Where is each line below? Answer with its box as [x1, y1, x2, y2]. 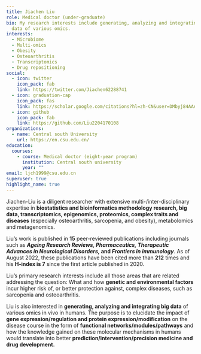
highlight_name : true [6, 181, 60, 187]
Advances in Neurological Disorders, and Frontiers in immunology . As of [6, 247, 190, 255]
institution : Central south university [22, 159, 121, 165]
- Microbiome [11, 37, 44, 43]
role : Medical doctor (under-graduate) [6, 14, 106, 20]
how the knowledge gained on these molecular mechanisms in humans [6, 328, 181, 335]
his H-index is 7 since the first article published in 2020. [6, 260, 145, 267]
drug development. [6, 341, 55, 348]
